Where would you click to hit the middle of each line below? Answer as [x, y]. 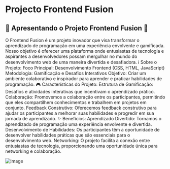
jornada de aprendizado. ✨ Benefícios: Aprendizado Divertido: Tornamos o [83, 119]
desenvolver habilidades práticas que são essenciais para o [68, 135]
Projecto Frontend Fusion [59, 9]
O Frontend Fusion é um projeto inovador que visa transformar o [72, 40]
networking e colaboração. [33, 151]
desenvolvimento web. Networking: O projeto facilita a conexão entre [78, 140]
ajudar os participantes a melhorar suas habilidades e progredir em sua [80, 113]
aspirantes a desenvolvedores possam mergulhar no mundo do [71, 56]
